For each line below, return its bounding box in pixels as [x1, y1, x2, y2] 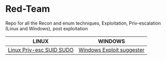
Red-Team [5, 3, 50, 15]
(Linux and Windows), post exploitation [5, 25, 88, 31]
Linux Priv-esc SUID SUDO [8, 46, 73, 53]
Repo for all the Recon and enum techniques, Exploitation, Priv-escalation [5, 20, 161, 26]
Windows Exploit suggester [78, 46, 145, 53]
